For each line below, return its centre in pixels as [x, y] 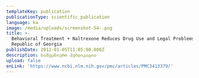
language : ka [22, 22]
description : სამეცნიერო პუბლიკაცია [51, 55]
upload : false [24, 60]
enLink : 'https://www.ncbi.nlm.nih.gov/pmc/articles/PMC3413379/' [90, 66]
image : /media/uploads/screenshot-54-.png [59, 28]
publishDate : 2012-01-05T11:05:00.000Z [55, 50]
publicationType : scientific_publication [58, 17]
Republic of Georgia [37, 45]
